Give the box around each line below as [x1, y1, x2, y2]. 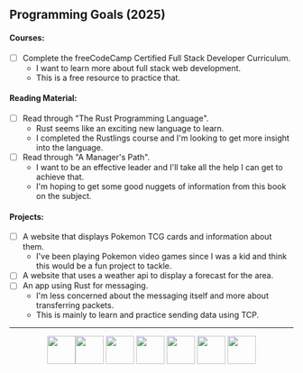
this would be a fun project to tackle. [35, 260, 172, 271]
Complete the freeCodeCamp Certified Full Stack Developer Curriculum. [22, 52, 291, 63]
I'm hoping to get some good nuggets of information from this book [35, 180, 287, 192]
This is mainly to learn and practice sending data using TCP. [35, 310, 260, 321]
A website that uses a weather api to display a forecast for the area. [22, 270, 274, 281]
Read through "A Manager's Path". [22, 151, 151, 162]
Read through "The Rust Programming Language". [22, 113, 209, 123]
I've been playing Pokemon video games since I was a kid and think [35, 251, 287, 262]
